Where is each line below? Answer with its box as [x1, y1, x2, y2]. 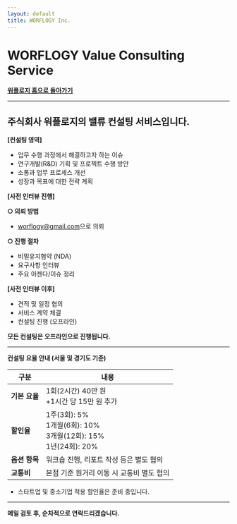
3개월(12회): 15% [45, 431, 105, 441]
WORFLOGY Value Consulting [7, 47, 185, 63]
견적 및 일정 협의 [17, 300, 63, 308]
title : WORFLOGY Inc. [7, 17, 71, 24]
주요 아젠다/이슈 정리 [17, 269, 75, 279]
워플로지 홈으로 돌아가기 [7, 86, 73, 95]
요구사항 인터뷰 [17, 261, 60, 269]
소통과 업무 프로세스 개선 [17, 169, 86, 177]
